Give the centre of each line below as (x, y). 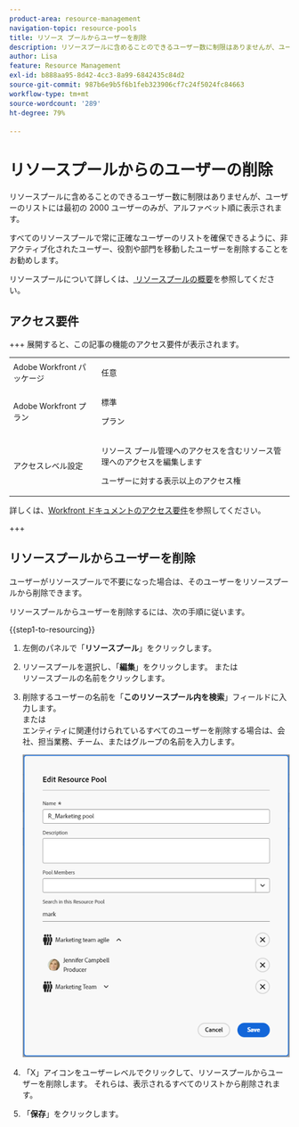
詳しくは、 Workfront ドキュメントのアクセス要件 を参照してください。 (137, 510)
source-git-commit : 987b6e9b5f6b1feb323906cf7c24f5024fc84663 (127, 85)
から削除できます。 (52, 592)
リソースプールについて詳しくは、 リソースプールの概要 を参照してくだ (138, 279)
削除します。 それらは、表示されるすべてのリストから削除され (159, 1084)
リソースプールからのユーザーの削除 (141, 170)
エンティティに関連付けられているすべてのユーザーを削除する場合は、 (149, 730)
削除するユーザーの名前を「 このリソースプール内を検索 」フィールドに (150, 696)
